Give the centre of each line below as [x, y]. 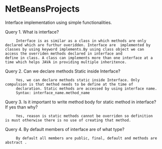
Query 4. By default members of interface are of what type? [65, 129]
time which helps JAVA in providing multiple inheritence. [66, 62]
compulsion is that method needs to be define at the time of [69, 84]
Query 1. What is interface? [32, 32]
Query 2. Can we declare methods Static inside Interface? [63, 71]
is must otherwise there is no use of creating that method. [68, 120]
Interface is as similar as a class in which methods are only [81, 41]
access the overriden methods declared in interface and [64, 54]
